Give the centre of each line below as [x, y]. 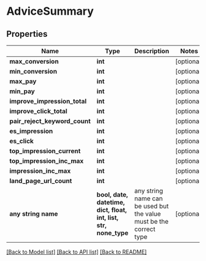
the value [147, 214]
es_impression [31, 131]
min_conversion [33, 71]
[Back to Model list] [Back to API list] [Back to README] [77, 252]
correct [145, 229]
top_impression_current [45, 151]
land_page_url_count [41, 181]
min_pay [22, 91]
